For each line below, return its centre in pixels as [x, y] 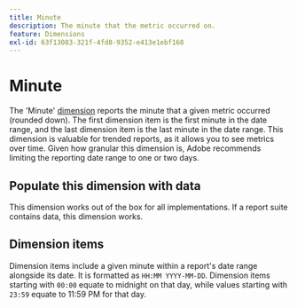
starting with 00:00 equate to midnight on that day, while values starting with [148, 284]
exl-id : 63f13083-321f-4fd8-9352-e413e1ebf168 [97, 42]
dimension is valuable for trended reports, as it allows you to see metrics [142, 139]
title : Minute [35, 17]
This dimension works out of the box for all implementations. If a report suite [148, 207]
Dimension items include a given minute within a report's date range [133, 265]
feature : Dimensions [47, 34]
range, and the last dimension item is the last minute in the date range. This [146, 130]
